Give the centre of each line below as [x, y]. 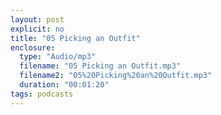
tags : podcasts [42, 94]
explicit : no [37, 29]
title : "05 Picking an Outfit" [75, 38]
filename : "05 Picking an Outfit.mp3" [100, 66]
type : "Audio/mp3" [58, 57]
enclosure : [33, 47]
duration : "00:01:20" [64, 85]
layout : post [37, 19]
